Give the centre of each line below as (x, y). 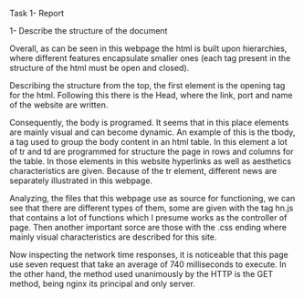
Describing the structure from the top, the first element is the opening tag (147, 85)
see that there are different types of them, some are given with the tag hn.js (152, 208)
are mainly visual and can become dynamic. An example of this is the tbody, (152, 132)
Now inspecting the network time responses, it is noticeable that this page (149, 255)
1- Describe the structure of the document (89, 31)
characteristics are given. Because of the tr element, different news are (143, 171)
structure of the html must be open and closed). (100, 68)
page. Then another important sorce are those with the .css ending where (148, 227)
